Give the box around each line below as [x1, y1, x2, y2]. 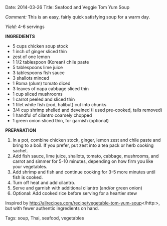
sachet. [12, 148, 29, 153]
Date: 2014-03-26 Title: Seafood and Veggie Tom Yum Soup [5, 5, 130, 10]
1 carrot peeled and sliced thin [12, 96, 75, 102]
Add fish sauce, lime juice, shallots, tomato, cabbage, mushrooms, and [12, 153, 159, 159]
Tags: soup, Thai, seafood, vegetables [5, 215, 84, 221]
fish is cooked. [12, 174, 43, 180]
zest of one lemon [12, 54, 50, 60]
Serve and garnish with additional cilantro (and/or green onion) [12, 185, 143, 191]
